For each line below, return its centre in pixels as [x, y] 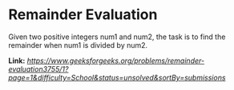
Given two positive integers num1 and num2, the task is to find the [117, 37]
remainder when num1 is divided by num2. [78, 45]
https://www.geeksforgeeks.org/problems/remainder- [116, 61]
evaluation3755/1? [38, 68]
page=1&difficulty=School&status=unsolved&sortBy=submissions [117, 77]
